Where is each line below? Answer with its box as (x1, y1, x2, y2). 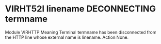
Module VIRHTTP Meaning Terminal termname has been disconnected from (5, 29, 157, 35)
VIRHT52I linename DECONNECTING (5, 3, 156, 14)
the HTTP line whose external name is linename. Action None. (5, 34, 129, 40)
